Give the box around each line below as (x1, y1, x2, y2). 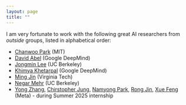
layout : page (6, 8, 38, 15)
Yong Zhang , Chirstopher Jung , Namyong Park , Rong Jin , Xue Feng (14, 86, 178, 93)
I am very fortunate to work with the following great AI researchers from (6, 30, 181, 37)
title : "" (6, 14, 31, 20)
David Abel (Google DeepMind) (14, 54, 91, 61)
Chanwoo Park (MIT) (14, 48, 65, 55)
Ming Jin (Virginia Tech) (14, 73, 73, 80)
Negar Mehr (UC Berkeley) (14, 79, 79, 86)
